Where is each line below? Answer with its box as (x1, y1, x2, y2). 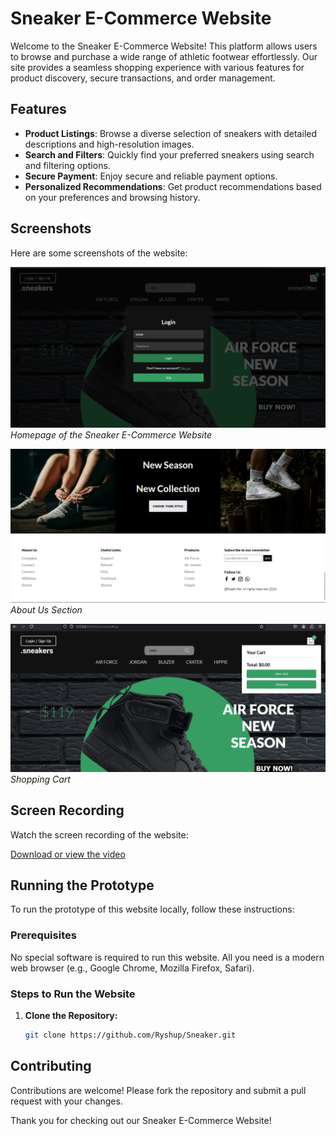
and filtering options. (24, 159, 111, 171)
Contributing (10, 1058, 92, 1075)
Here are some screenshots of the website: (10, 247, 188, 259)
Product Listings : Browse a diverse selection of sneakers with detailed (24, 127, 318, 139)
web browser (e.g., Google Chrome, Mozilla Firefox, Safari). (10, 962, 255, 974)
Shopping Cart (10, 773, 71, 785)
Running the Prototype (10, 877, 155, 894)
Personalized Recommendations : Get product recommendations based (24, 180, 322, 192)
